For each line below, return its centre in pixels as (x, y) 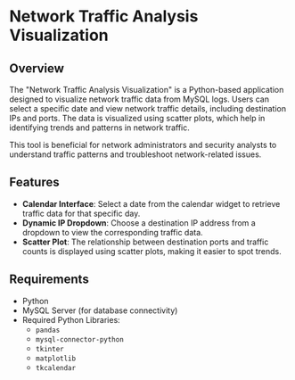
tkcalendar (56, 368)
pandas (48, 330)
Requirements (49, 280)
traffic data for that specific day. (81, 213)
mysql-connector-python (80, 339)
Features (34, 182)
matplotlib (56, 359)
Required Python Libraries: (71, 319)
